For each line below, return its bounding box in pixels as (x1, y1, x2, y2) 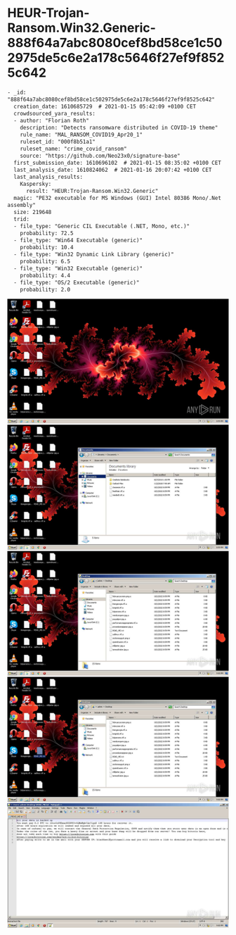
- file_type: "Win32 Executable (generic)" (13, 265, 143, 272)
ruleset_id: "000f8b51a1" (20, 138, 96, 145)
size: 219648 (13, 208, 52, 215)
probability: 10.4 (20, 244, 74, 251)
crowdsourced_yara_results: (13, 110, 96, 117)
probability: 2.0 (20, 286, 71, 293)
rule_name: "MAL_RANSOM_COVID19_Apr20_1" (20, 131, 143, 138)
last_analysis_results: (13, 173, 83, 180)
